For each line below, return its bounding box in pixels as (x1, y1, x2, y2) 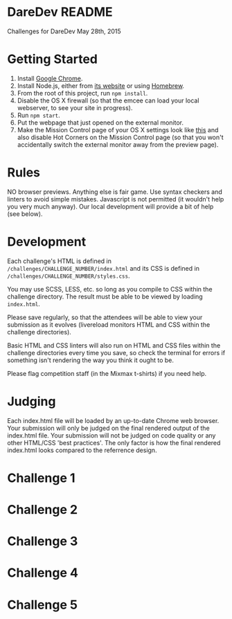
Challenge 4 (7, 565, 78, 581)
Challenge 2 (7, 502, 78, 518)
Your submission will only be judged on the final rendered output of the (7, 424, 210, 432)
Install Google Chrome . (17, 74, 83, 82)
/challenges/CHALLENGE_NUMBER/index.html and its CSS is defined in (7, 264, 199, 272)
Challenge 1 (7, 470, 75, 485)
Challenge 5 (7, 597, 78, 613)
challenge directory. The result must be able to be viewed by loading (7, 292, 203, 300)
